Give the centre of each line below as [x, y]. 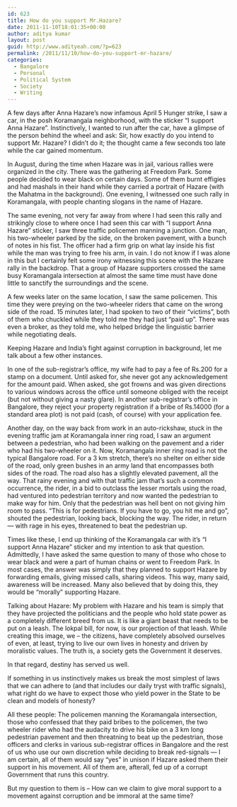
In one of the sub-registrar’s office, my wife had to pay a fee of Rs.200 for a [117, 369]
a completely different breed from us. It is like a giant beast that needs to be [118, 621]
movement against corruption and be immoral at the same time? [100, 796]
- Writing [28, 93]
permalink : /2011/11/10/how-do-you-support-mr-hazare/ [90, 54]
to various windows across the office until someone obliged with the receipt [118, 392]
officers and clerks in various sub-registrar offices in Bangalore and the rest [118, 745]
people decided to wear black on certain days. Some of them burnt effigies [117, 179]
